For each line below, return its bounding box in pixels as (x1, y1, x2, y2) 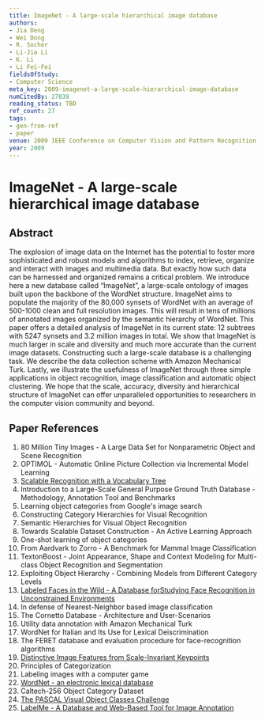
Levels (20, 577, 43, 586)
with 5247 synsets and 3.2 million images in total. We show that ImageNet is (9, 332, 256, 341)
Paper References (9, 421, 99, 435)
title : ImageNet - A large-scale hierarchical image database (9, 11, 218, 20)
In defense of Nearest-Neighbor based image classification (20, 602, 214, 612)
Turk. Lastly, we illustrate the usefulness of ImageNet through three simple (9, 365, 252, 374)
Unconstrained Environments (20, 594, 115, 604)
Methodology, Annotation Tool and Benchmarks (20, 493, 176, 502)
